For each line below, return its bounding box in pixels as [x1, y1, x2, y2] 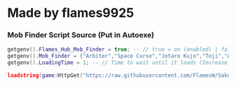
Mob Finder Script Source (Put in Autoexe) [7, 30, 155, 40]
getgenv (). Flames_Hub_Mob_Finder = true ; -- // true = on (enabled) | [7, 46, 218, 54]
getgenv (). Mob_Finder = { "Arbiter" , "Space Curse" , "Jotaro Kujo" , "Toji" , [7, 53, 225, 60]
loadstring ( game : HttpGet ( [7, 72, 83, 79]
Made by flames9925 [7, 5, 135, 21]
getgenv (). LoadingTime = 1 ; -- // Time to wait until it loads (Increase [7, 59, 228, 66]
